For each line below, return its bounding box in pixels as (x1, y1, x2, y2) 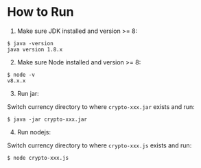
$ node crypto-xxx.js (7, 154, 69, 161)
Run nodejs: (16, 128, 51, 136)
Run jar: (16, 89, 39, 97)
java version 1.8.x (7, 46, 63, 53)
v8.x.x (7, 77, 26, 84)
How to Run (7, 4, 74, 20)
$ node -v (7, 71, 36, 78)
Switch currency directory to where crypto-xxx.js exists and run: (7, 141, 192, 149)
